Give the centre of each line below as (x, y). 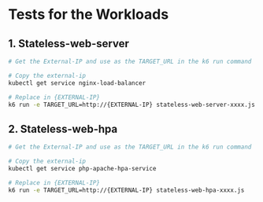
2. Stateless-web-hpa (63, 129)
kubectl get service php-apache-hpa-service (82, 168)
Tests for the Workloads (89, 15)
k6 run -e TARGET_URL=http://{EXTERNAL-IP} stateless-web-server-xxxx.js (132, 105)
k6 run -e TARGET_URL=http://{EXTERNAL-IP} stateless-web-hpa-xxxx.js (126, 190)
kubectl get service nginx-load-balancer (77, 83)
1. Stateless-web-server (69, 44)
